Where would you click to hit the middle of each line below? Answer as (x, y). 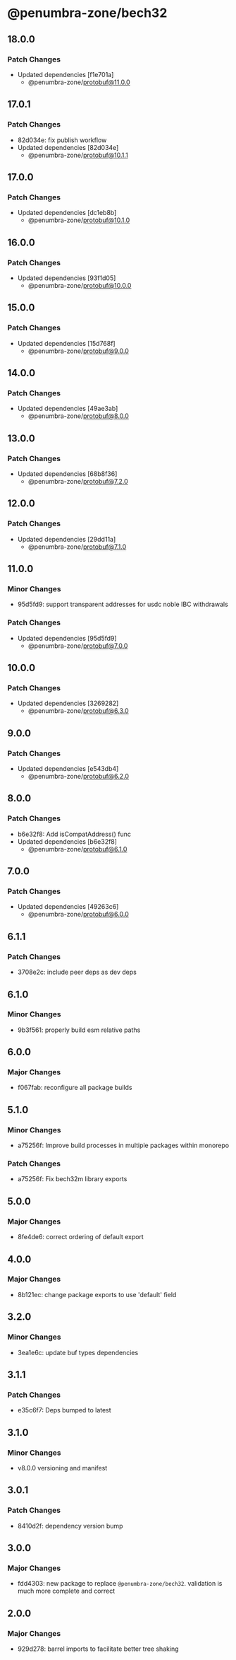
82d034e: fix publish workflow (62, 140)
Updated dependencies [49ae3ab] (68, 409)
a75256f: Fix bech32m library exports (72, 1179)
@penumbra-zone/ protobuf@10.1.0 (79, 220)
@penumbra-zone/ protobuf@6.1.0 (77, 849)
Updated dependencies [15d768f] (66, 343)
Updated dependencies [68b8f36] (67, 474)
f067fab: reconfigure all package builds (75, 1088)
